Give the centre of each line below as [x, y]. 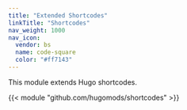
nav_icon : [25, 38]
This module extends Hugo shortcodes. [73, 82]
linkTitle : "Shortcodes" [49, 23]
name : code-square [46, 52]
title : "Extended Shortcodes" [58, 15]
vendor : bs [33, 45]
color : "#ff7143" [44, 60]
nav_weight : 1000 [37, 30]
